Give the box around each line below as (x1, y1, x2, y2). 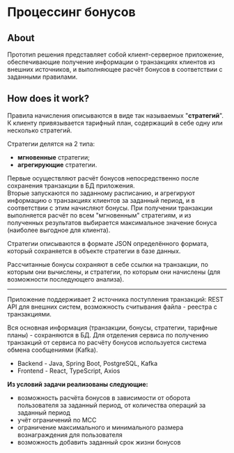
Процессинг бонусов (7, 4, 136, 20)
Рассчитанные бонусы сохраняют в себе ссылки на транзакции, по (7, 260, 209, 268)
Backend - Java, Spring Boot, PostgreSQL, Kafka (17, 359, 158, 367)
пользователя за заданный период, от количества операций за (17, 401, 206, 409)
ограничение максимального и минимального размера (17, 423, 184, 431)
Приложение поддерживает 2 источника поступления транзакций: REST (7, 295, 224, 303)
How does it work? (7, 93, 90, 105)
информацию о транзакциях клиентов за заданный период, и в (7, 196, 195, 204)
